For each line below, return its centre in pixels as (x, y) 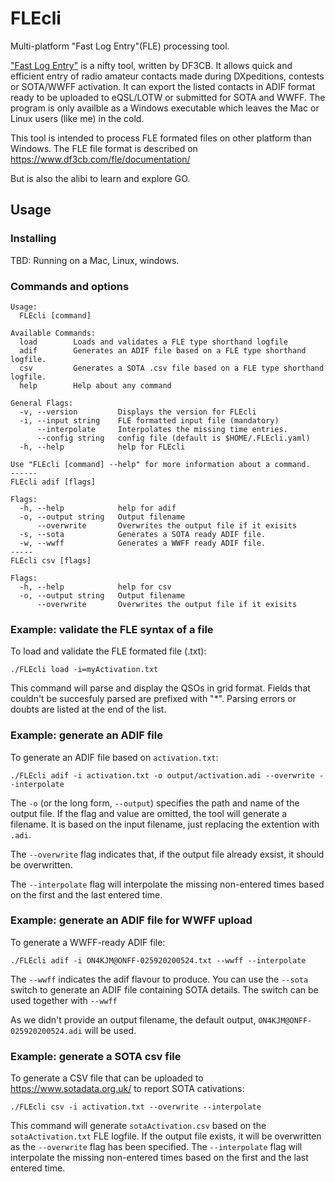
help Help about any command (95, 385)
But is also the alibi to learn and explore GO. (100, 178)
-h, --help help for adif (98, 508)
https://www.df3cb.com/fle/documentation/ (100, 159)
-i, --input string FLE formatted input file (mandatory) (149, 420)
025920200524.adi (46, 1031)
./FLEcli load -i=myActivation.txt (84, 670)
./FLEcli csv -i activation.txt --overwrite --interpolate (136, 1107)
